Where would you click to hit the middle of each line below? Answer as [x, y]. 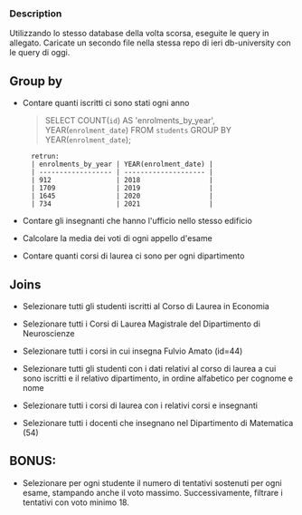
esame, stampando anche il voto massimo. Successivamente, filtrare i [152, 492]
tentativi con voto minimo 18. [75, 502]
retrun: [46, 157]
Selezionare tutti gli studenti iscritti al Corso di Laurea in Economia [146, 306]
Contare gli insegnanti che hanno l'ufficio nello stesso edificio [137, 221]
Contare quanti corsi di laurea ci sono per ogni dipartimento [133, 256]
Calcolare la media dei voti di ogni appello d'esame [117, 238]
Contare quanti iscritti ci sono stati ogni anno [106, 103]
